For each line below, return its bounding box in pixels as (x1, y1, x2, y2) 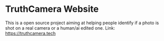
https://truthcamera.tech (5, 30, 56, 36)
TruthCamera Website (5, 3, 99, 15)
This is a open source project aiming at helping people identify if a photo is (5, 20, 159, 26)
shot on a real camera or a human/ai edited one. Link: (5, 25, 115, 31)
